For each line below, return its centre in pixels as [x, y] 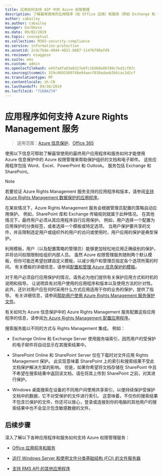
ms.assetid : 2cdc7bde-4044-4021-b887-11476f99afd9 [57, 50]
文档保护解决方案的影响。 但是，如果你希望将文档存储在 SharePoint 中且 [84, 367]
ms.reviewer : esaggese [28, 55]
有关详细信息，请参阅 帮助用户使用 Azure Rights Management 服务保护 [85, 295]
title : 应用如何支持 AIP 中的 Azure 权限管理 [47, 9]
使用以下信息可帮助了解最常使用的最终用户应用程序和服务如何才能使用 [75, 153]
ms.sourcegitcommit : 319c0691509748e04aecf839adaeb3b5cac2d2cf [70, 73]
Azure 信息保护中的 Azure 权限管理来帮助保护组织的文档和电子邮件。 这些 [79, 160]
